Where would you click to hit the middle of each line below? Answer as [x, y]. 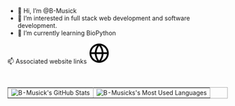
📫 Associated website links [47, 61]
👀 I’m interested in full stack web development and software [104, 18]
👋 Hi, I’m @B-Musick [47, 11]
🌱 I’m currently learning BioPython [67, 33]
